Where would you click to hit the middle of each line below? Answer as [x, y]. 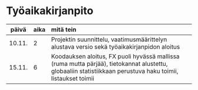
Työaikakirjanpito [50, 11]
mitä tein [64, 29]
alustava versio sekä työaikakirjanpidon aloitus [115, 46]
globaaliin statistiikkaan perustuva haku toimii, [115, 71]
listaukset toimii [72, 78]
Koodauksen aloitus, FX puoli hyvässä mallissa [115, 56]
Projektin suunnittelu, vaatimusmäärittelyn [109, 39]
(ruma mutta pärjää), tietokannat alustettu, [109, 64]
